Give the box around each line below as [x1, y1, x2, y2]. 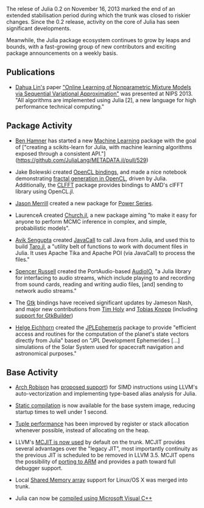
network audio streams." [15, 287, 77, 294]
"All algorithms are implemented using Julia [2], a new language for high [15, 96, 197, 103]
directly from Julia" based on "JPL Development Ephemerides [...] [15, 336, 180, 344]
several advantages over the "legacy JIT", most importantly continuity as [15, 445, 198, 452]
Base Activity [6, 367, 58, 378]
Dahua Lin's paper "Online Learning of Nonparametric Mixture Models [15, 83, 192, 90]
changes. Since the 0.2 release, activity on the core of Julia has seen [6, 18, 180, 25]
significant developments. [6, 24, 71, 32]
